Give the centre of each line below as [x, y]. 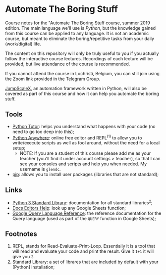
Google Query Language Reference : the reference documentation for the [87, 213]
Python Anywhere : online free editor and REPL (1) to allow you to [77, 137]
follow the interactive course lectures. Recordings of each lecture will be [79, 58]
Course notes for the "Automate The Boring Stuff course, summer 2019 [78, 23]
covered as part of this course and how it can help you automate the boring [82, 93]
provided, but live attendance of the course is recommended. [68, 64]
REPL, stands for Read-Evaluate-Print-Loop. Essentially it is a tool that [83, 246]
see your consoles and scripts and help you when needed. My [83, 164]
